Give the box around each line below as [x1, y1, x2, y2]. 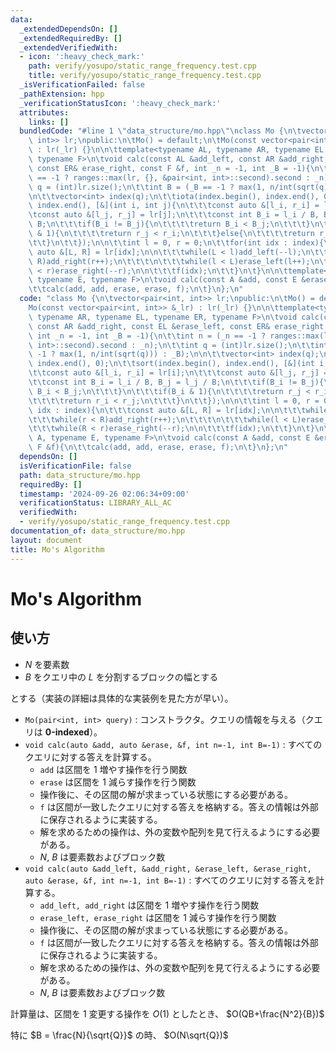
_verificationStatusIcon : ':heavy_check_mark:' [19, 98, 222, 108]
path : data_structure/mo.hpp [19, 470, 141, 480]
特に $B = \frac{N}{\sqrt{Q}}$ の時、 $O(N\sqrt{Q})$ [10, 1029, 229, 1041]
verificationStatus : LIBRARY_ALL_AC [19, 498, 172, 508]
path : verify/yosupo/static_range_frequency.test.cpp [28, 61, 257, 71]
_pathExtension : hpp [19, 89, 105, 99]
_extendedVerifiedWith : [19, 42, 118, 53]
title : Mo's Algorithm [10, 544, 105, 555]
